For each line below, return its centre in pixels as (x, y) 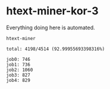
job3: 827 (18, 75)
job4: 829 (18, 80)
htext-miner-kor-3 (52, 11)
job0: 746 (18, 59)
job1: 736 (18, 65)
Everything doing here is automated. (51, 27)
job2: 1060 (20, 70)
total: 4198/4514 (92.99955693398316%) (56, 49)
